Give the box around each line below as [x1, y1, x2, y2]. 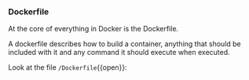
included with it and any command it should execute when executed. [8, 48, 230, 57]
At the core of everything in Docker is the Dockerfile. [8, 24, 179, 34]
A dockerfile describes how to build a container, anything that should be [8, 39, 241, 49]
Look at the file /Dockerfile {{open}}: [8, 63, 127, 72]
